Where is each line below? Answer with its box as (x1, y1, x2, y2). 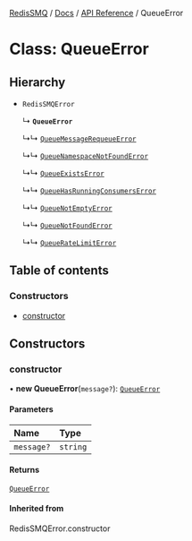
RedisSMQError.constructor (9, 523, 111, 534)
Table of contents (9, 263, 109, 279)
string (59, 442, 88, 451)
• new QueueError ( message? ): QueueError (9, 383, 161, 394)
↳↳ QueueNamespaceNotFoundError (21, 150, 149, 160)
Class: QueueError (9, 39, 149, 59)
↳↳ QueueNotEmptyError (21, 202, 113, 213)
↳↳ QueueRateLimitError (21, 237, 117, 247)
